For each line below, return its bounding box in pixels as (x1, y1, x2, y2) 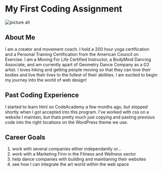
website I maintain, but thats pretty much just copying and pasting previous (5, 114, 155, 120)
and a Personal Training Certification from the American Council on (5, 51, 139, 57)
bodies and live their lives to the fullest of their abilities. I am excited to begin (5, 72, 158, 78)
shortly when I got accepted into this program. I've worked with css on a (5, 109, 149, 115)
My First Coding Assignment (5, 3, 122, 14)
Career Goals (5, 133, 45, 141)
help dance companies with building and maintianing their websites (12, 156, 147, 162)
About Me (5, 33, 35, 42)
